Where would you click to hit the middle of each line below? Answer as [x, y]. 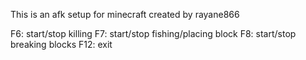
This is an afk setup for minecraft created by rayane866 [125, 14]
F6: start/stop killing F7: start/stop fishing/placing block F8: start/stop [153, 33]
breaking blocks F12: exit [61, 44]
